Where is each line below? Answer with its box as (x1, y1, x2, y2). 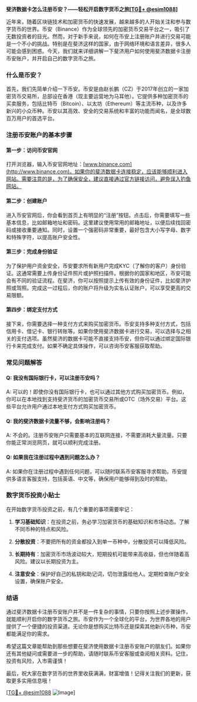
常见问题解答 (6, 358, 43, 367)
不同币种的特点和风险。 (14, 525, 72, 532)
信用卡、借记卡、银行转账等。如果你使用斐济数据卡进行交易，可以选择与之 (6, 328, 186, 335)
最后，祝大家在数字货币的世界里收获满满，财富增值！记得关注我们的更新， (6, 670, 186, 677)
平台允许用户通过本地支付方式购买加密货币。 (11, 403, 119, 410)
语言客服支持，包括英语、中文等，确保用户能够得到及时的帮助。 (16, 475, 171, 482)
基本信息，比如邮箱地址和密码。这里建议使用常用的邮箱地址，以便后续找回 (6, 219, 186, 226)
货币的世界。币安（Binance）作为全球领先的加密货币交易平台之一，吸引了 (11, 26, 191, 32)
